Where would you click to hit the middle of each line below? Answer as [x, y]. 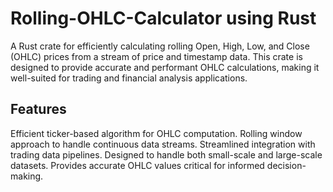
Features [38, 109]
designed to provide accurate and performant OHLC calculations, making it [165, 67]
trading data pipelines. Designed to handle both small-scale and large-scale [166, 154]
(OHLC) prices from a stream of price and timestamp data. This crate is [156, 56]
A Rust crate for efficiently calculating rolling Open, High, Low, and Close [160, 46]
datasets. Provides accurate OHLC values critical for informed [137, 165]
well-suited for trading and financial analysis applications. [129, 78]
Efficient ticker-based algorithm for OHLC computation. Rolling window [156, 133]
